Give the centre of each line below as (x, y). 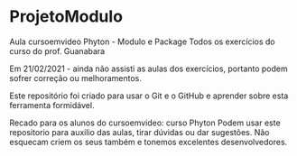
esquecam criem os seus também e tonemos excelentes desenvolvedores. (148, 142)
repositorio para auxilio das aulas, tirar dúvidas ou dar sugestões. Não (139, 132)
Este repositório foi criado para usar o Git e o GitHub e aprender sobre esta (149, 96)
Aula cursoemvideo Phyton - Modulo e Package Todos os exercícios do (142, 41)
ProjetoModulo (66, 17)
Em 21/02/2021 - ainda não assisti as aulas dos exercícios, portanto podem (149, 69)
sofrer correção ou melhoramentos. (75, 78)
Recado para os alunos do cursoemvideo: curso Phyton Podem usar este (145, 123)
